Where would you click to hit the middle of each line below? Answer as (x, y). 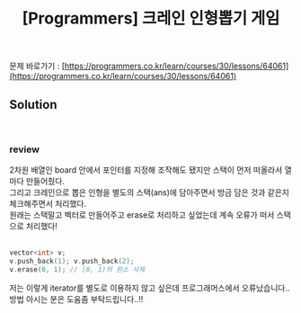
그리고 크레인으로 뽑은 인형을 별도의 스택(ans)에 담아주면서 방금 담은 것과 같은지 (150, 192)
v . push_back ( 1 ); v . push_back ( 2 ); (72, 262)
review (25, 149)
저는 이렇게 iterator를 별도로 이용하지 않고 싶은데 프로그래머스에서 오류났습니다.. (150, 288)
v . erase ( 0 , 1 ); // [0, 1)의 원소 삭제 (77, 270)
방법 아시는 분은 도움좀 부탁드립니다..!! (76, 299)
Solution (33, 104)
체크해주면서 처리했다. (48, 204)
